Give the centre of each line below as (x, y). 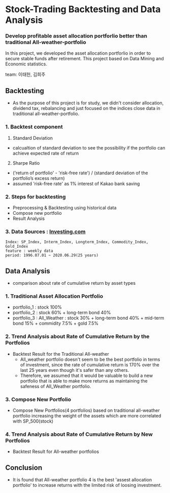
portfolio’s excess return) (39, 178)
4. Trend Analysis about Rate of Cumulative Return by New (79, 434)
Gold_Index (17, 247)
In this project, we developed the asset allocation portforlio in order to (78, 53)
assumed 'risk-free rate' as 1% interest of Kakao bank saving (76, 183)
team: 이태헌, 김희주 (25, 74)
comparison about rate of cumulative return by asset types (74, 283)
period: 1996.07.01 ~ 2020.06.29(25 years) (52, 255)
